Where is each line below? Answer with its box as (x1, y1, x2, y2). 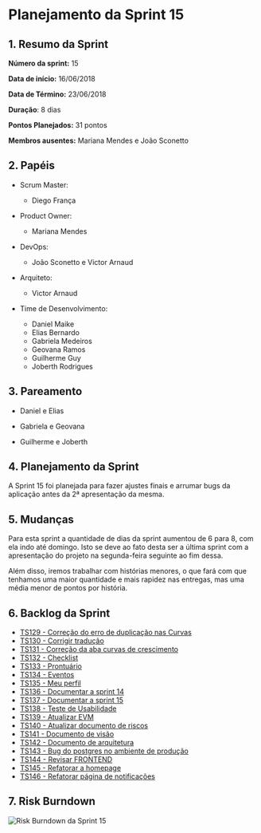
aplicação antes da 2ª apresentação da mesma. (8, 489, 165, 499)
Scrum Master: (19, 180, 69, 189)
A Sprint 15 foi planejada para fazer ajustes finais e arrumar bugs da (8, 481, 231, 491)
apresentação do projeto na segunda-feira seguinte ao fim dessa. (8, 551, 224, 560)
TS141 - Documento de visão (19, 729, 115, 739)
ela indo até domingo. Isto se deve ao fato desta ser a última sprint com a (8, 543, 249, 552)
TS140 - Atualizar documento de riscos (19, 720, 149, 731)
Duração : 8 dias (8, 105, 61, 114)
